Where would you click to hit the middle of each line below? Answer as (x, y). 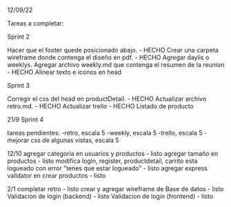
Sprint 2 (18, 37)
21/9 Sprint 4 (26, 119)
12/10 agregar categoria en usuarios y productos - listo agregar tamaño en (113, 154)
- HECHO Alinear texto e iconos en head (64, 72)
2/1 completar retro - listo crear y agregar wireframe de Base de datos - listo (115, 189)
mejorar (18, 140)
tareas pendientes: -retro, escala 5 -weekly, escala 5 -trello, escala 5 (105, 133)
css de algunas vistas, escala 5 (75, 140)
